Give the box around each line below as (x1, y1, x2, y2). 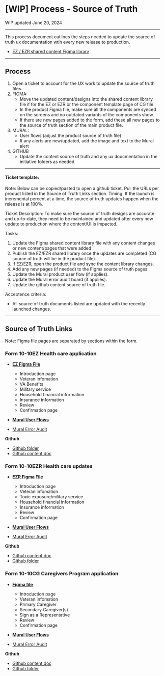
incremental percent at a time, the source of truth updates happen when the (5, 195, 159, 202)
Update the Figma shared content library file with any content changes (12, 240, 156, 246)
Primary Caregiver (19, 601, 57, 607)
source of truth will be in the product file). (12, 255, 97, 261)
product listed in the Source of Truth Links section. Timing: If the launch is (5, 190, 155, 196)
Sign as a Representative (19, 612, 70, 618)
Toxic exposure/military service (19, 494, 83, 500)
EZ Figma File (12, 361, 41, 367)
